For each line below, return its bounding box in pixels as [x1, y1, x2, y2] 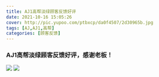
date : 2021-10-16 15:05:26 [6, 14, 72, 20]
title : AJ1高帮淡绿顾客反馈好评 [6, 8, 76, 15]
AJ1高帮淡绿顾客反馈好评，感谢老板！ [6, 51, 113, 59]
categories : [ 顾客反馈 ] [6, 31, 60, 36]
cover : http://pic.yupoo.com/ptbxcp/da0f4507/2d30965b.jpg [6, 19, 154, 25]
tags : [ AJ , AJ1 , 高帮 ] [6, 25, 55, 31]
